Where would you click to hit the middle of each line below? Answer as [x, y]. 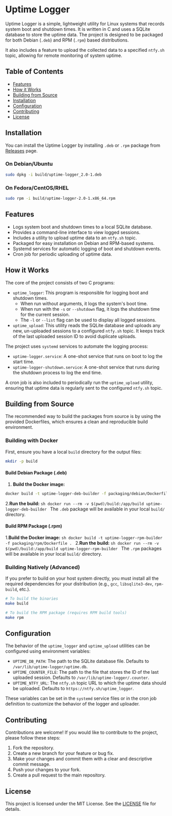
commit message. [31, 764]
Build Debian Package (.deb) [36, 473]
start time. [24, 362]
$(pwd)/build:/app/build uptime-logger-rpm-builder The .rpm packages [84, 548]
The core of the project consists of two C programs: [60, 282]
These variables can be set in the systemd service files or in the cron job [81, 698]
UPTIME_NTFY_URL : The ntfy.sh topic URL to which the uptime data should [89, 683]
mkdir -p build [21, 461]
